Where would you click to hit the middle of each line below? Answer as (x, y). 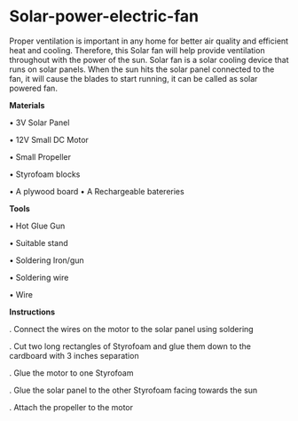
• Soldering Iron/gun (47, 260)
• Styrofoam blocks (45, 174)
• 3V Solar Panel (39, 123)
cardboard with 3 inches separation (74, 355)
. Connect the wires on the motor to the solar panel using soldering (132, 329)
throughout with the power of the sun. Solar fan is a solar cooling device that (149, 60)
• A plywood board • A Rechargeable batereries (97, 191)
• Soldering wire (39, 277)
